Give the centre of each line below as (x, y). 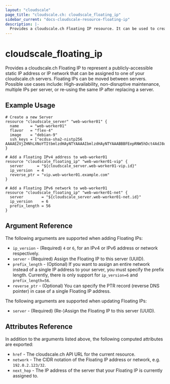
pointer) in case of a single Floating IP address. (62, 291)
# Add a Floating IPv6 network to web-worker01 (56, 188)
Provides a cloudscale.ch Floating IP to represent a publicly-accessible (79, 68)
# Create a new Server (29, 117)
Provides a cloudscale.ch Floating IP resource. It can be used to (82, 29)
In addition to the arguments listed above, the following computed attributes (84, 339)
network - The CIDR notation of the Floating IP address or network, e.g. (86, 359)
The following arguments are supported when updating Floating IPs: (76, 301)
